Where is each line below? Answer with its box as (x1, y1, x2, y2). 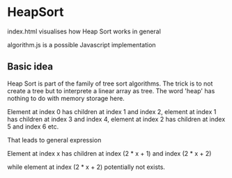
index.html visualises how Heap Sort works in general (7, 27, 162, 35)
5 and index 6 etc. (7, 122, 59, 131)
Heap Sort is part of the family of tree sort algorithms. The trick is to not (7, 79, 213, 88)
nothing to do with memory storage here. (7, 94, 125, 102)
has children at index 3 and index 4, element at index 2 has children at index (7, 115, 226, 123)
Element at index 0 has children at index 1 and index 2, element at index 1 (7, 107, 217, 115)
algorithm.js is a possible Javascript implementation (7, 40, 156, 49)
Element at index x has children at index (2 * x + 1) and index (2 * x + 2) (7, 149, 212, 157)
